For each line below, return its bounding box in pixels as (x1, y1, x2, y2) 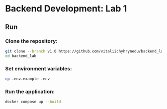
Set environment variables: (5, 65, 72, 72)
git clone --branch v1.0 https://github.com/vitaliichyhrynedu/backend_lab (5, 49, 166, 54)
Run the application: (5, 88, 55, 95)
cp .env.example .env (5, 76, 50, 81)
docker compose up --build (5, 100, 61, 105)
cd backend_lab (5, 53, 37, 58)
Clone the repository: (5, 38, 58, 45)
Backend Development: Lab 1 (5, 3, 127, 14)
